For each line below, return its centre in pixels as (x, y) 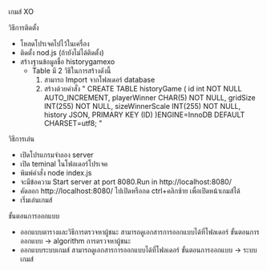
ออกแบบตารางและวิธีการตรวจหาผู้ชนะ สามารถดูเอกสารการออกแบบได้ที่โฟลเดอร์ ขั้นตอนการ (140, 232)
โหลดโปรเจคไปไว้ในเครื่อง (55, 44)
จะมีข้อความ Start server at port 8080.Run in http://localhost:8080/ (126, 182)
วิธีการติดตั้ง (24, 28)
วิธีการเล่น (21, 139)
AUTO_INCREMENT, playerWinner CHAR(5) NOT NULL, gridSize (150, 98)
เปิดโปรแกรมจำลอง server (57, 155)
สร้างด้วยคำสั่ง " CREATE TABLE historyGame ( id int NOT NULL (143, 89)
